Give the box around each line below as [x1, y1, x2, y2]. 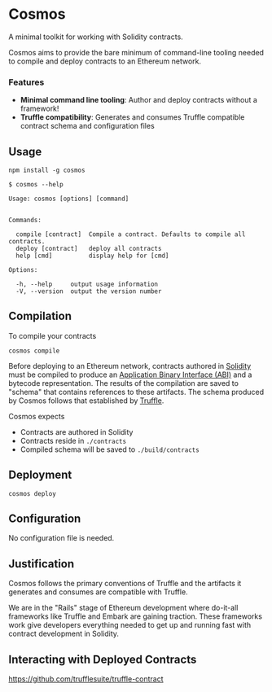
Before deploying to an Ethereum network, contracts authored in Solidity [8, 361, 252, 370]
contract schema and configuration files [20, 121, 155, 131]
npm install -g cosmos [8, 166, 86, 175]
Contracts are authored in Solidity [20, 427, 134, 436]
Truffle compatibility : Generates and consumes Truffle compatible [20, 112, 245, 122]
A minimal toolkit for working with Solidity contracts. [8, 32, 183, 42]
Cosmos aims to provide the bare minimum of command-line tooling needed [8, 47, 265, 57]
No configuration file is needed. [8, 533, 115, 543]
